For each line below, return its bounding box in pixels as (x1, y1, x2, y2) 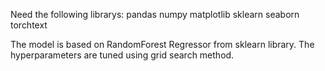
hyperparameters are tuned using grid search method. (10, 49, 235, 61)
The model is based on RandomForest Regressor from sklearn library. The (10, 39, 315, 50)
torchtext (10, 19, 48, 31)
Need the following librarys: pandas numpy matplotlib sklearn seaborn (10, 9, 300, 20)
